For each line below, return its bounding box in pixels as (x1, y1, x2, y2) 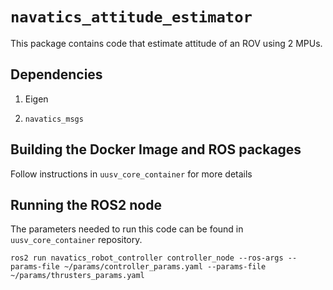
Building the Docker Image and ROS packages (10, 141, 302, 158)
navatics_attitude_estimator (10, 8, 253, 27)
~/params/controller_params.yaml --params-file (63, 262, 267, 272)
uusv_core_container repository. (10, 234, 143, 246)
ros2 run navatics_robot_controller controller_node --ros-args (10, 253, 284, 263)
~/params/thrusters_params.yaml (10, 271, 145, 281)
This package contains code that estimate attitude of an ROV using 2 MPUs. (10, 37, 323, 49)
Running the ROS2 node (10, 196, 162, 213)
